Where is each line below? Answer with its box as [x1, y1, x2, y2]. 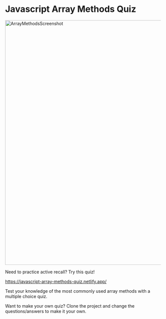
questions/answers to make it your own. [5, 308, 86, 314]
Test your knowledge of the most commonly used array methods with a [5, 288, 151, 294]
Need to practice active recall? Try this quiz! [5, 269, 95, 275]
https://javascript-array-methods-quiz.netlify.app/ [5, 278, 107, 284]
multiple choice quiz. [5, 293, 48, 299]
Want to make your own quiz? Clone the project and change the [5, 303, 135, 309]
